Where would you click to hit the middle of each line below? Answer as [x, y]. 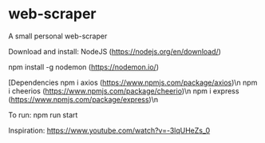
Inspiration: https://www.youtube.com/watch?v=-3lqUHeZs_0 [109, 130]
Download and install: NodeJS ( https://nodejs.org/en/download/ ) [115, 51]
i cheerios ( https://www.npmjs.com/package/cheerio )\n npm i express [124, 91]
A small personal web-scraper [58, 36]
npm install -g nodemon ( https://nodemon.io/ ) [84, 67]
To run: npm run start [43, 115]
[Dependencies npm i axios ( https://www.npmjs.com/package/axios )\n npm [133, 82]
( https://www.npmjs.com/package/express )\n [83, 99]
